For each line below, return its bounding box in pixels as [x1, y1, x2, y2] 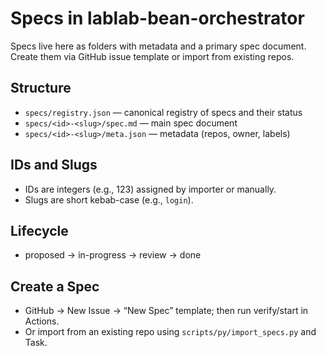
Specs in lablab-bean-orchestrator [10, 7, 305, 30]
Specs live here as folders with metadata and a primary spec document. [10, 40, 307, 52]
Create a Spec [10, 278, 100, 295]
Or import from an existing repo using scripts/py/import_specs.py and [24, 326, 317, 338]
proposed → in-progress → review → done [24, 249, 202, 261]
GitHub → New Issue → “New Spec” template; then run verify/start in [24, 305, 309, 317]
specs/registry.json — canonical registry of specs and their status [24, 106, 303, 118]
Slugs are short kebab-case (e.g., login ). [24, 193, 194, 206]
